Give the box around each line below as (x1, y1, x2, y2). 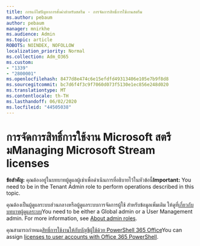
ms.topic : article (6, 37, 53, 43)
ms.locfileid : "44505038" (6, 104, 71, 110)
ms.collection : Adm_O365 (6, 54, 69, 60)
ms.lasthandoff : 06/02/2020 (6, 98, 77, 104)
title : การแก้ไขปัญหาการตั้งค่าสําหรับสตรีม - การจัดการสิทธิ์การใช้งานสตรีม (6, 8, 143, 15)
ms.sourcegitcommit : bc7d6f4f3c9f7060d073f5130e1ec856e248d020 (6, 82, 169, 88)
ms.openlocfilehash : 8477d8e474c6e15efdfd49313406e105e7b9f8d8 (6, 76, 169, 82)
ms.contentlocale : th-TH (6, 93, 69, 99)
